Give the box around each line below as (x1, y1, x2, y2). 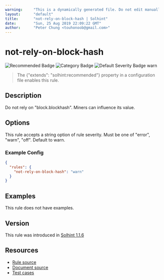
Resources (5, 246, 39, 255)
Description (5, 92, 41, 100)
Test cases (12, 270, 34, 276)
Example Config (5, 149, 44, 156)
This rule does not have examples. (5, 205, 74, 211)
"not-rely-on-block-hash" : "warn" (14, 169, 84, 174)
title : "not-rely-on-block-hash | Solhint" (5, 16, 108, 21)
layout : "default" (5, 12, 54, 17)
